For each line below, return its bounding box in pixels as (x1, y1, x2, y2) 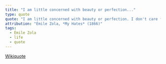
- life (9, 35, 23, 40)
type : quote (5, 12, 30, 17)
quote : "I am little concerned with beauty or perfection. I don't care (5, 16, 158, 21)
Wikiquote (5, 53, 26, 59)
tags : (5, 26, 16, 31)
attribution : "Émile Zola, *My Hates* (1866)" (5, 21, 103, 26)
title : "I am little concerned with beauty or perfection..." (5, 7, 136, 12)
